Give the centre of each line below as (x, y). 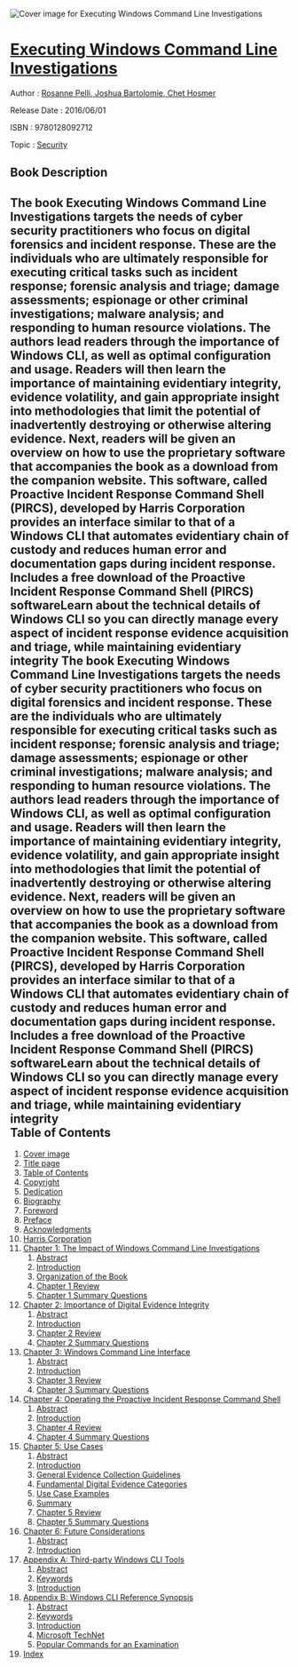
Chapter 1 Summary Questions (92, 1296)
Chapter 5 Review (68, 1512)
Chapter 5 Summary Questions (93, 1522)
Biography (42, 1201)
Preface (37, 1220)
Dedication (43, 1192)
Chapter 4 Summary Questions (93, 1437)
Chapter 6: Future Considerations (84, 1531)
